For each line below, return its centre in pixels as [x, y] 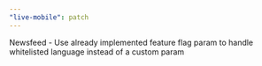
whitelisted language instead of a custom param [97, 51]
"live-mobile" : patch [49, 17]
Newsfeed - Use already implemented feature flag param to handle [131, 42]
